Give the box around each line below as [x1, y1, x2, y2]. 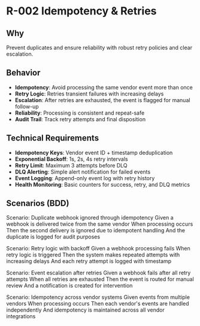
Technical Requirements [6, 133, 99, 143]
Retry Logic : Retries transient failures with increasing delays [14, 90, 164, 97]
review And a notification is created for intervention [6, 282, 133, 289]
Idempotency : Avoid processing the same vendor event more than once [14, 83, 193, 91]
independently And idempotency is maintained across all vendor [6, 306, 165, 313]
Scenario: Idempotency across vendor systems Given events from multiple [6, 294, 190, 301]
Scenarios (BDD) [6, 198, 69, 208]
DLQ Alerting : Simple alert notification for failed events [14, 168, 151, 175]
